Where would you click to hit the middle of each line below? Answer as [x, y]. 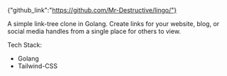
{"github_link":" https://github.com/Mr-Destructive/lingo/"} [92, 10]
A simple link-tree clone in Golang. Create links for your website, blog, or [113, 24]
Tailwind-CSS [38, 66]
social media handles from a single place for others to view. [94, 31]
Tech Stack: [25, 45]
